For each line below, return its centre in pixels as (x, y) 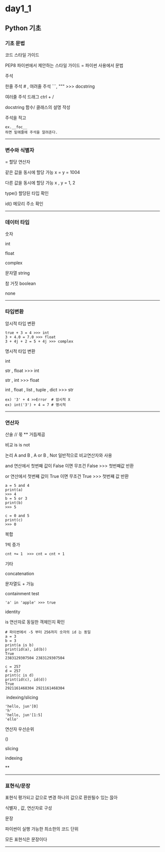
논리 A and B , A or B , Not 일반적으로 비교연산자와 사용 (59, 455)
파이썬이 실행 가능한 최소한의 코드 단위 (42, 829)
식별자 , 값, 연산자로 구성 (29, 808)
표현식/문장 (18, 785)
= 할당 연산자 (18, 162)
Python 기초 (23, 28)
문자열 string (18, 273)
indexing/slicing (22, 697)
